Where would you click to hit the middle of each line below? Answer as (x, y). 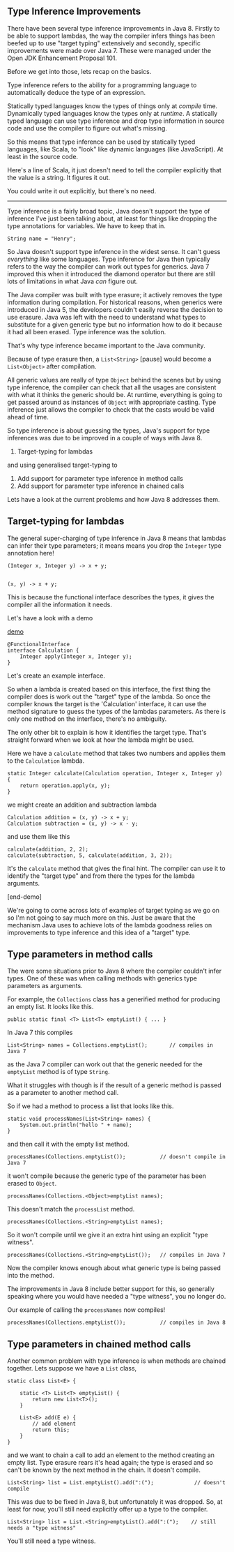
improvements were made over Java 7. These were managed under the (109, 50)
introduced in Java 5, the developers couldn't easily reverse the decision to (115, 309)
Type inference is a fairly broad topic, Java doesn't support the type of (109, 211)
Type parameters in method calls (80, 954)
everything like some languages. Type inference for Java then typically (109, 259)
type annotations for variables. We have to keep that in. (86, 225)
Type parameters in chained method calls (99, 1344)
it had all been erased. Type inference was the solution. (87, 331)
